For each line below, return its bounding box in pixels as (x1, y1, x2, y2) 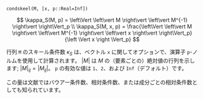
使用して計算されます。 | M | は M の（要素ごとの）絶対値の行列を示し (22, 56, 196, 64)
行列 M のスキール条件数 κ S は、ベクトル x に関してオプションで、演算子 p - (6, 49, 193, 57)
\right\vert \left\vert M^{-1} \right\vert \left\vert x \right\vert (12, 29, 158, 36)
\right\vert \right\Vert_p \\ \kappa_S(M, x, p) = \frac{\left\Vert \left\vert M (12, 23, 193, 30)
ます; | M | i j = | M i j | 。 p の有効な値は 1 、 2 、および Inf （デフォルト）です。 (6, 64, 187, 73)
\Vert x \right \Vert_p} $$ (78, 36, 140, 43)
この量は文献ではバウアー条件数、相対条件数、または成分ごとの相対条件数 (6, 78, 193, 86)
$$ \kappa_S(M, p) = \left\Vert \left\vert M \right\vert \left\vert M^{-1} (16, 16, 188, 24)
